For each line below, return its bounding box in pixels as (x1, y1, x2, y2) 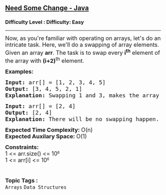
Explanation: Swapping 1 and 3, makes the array (5, 91, 160, 99)
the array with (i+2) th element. (5, 55, 84, 64)
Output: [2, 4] (5, 109, 52, 116)
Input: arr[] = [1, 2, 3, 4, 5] (5, 78, 106, 86)
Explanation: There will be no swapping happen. (5, 116, 160, 122)
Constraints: (5, 143, 39, 151)
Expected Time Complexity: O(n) (5, 126, 93, 133)
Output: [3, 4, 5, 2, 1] (5, 85, 83, 92)
